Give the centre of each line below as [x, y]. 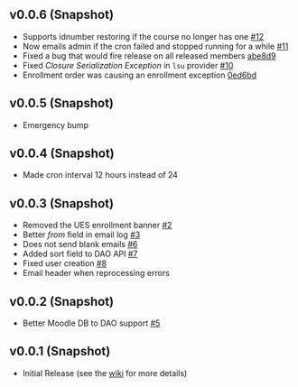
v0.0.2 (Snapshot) [62, 301]
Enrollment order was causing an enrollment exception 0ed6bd [140, 75]
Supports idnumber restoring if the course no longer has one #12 [143, 36]
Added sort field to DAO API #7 [80, 254]
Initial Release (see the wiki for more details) [105, 373]
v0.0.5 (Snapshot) [62, 103]
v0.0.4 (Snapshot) [62, 154]
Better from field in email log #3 [81, 235]
